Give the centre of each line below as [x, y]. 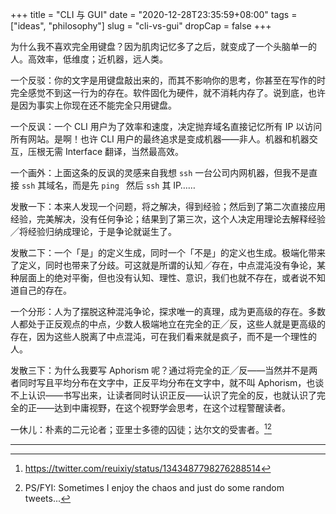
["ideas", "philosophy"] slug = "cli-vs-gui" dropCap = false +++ [141, 26]
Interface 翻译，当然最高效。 [124, 151]
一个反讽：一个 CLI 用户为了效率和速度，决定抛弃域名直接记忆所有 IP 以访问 [166, 126]
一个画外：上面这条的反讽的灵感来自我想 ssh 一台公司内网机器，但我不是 [160, 172]
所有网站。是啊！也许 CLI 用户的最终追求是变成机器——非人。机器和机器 [160, 139]
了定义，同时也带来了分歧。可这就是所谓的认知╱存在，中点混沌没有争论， [163, 265]
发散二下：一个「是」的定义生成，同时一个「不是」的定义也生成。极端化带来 [168, 252]
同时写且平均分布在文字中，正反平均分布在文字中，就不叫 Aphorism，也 [167, 382]
